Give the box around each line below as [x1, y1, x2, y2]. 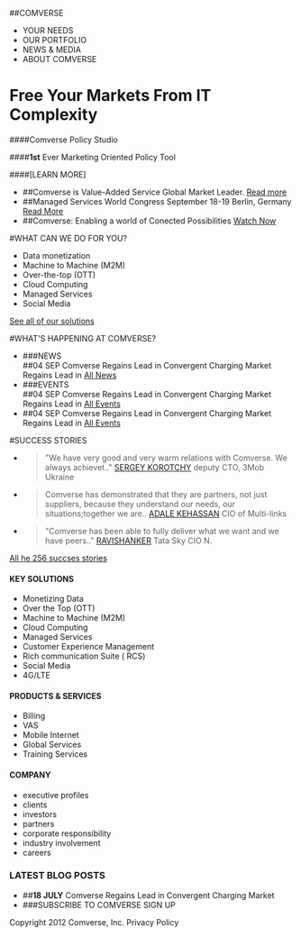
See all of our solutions [9, 315, 95, 326]
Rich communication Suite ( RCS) [22, 650, 146, 661]
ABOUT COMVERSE [22, 54, 97, 64]
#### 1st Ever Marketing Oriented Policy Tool [9, 151, 176, 162]
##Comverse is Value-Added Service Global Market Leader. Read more [22, 186, 287, 197]
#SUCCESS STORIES [9, 434, 87, 445]
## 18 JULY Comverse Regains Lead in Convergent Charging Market [22, 889, 275, 900]
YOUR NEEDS [22, 25, 74, 35]
